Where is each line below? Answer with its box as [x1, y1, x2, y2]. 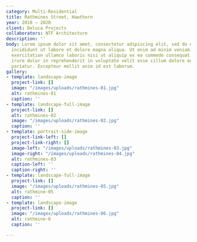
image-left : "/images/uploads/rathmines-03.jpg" [11, 145, 133, 151]
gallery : [6, 69, 28, 75]
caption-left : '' [11, 162, 54, 167]
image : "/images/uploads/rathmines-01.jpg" [11, 85, 119, 91]
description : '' [6, 36, 46, 42]
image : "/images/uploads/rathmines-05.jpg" [11, 183, 119, 189]
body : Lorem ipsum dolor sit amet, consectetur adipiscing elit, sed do [6, 42, 188, 48]
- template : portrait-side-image [6, 129, 88, 135]
